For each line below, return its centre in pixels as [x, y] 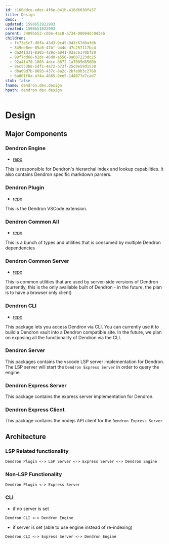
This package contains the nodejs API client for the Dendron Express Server [84, 421]
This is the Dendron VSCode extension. [46, 208]
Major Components [36, 134]
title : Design [20, 15]
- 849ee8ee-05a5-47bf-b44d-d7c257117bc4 [53, 48]
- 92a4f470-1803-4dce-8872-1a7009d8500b [53, 62]
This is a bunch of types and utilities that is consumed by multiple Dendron [83, 242]
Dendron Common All [32, 222]
